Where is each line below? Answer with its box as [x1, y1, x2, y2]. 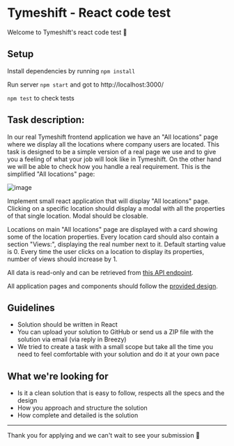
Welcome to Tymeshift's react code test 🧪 [7, 28, 127, 36]
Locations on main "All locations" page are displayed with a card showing [7, 225, 218, 233]
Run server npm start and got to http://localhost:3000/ [7, 80, 164, 89]
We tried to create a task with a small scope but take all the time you [17, 343, 214, 351]
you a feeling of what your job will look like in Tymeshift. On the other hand [7, 155, 221, 163]
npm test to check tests [7, 94, 75, 102]
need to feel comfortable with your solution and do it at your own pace [17, 350, 219, 359]
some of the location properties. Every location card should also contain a [7, 232, 219, 241]
